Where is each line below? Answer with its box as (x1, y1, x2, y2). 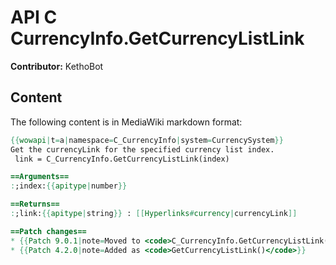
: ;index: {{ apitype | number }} (10, 181, 128, 191)
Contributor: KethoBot (10, 60, 104, 72)
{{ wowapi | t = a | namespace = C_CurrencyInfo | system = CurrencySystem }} (10, 135, 284, 145)
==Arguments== (10, 172, 70, 182)
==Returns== (10, 199, 60, 210)
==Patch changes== (10, 226, 87, 236)
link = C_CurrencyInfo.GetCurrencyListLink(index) (14, 154, 230, 164)
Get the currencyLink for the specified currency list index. (10, 144, 275, 155)
